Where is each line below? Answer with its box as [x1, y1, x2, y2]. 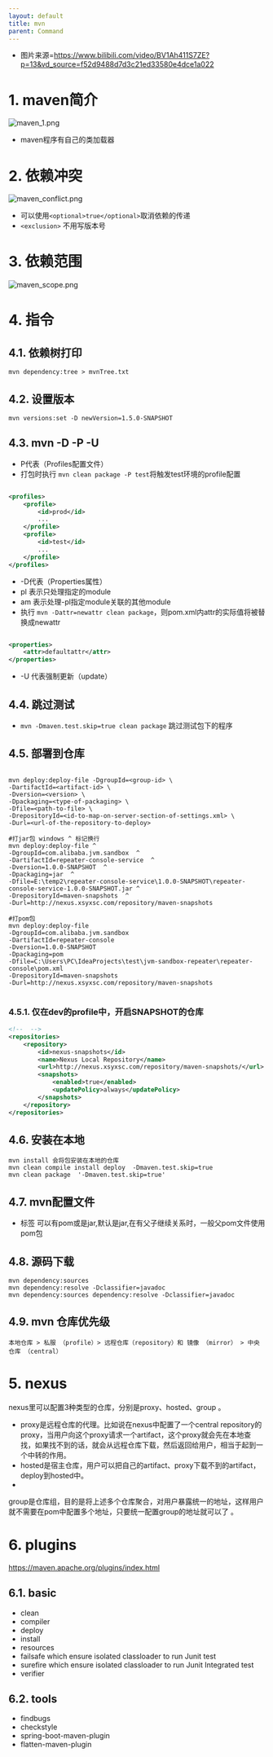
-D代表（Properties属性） [20, 576, 108, 586]
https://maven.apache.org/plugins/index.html [8, 1562, 161, 1572]
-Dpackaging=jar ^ [8, 870, 75, 878]
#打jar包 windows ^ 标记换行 [8, 834, 100, 843]
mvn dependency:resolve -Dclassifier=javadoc [8, 1284, 165, 1292]
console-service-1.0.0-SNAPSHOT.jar [8, 885, 133, 893]
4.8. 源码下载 [8, 1254, 75, 1268]
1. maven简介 [8, 90, 98, 109]
